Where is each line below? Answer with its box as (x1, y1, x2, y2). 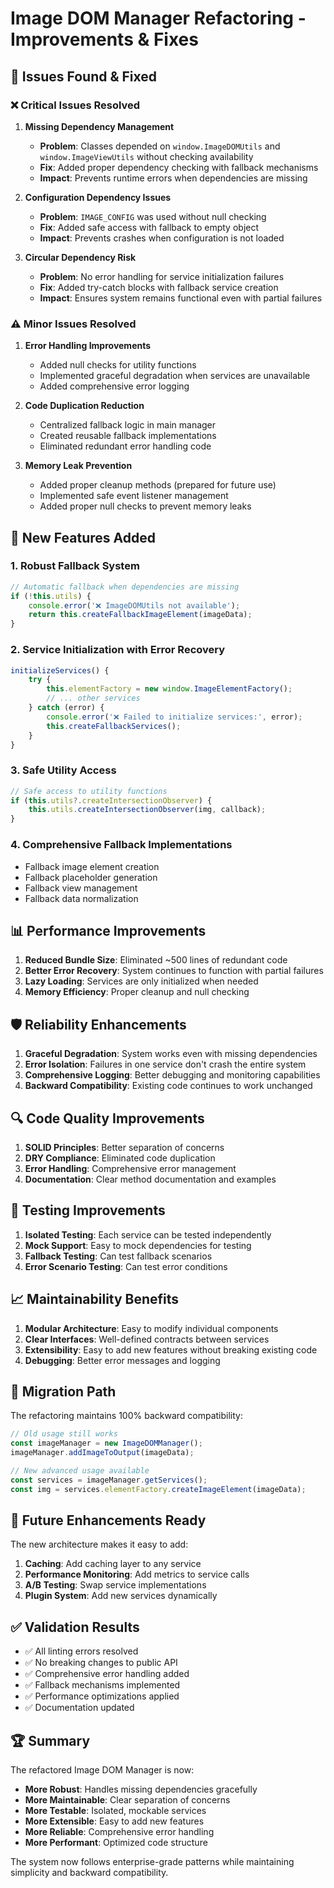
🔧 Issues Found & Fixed (10, 68, 158, 85)
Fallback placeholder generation (24, 871, 158, 883)
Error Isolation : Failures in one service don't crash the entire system (24, 1058, 307, 1071)
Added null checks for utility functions (39, 359, 197, 371)
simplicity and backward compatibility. (10, 1867, 169, 1879)
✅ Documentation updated (24, 1702, 135, 1714)
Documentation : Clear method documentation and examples (24, 1173, 277, 1185)
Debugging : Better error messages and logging (24, 1354, 221, 1366)
